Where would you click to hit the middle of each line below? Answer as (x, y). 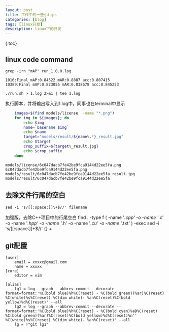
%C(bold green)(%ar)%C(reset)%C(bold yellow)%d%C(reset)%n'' (71, 316)
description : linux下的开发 (33, 29)
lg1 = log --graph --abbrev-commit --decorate (64, 289)
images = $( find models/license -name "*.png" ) (64, 113)
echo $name (35, 132)
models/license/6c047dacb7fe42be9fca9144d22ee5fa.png (63, 165)
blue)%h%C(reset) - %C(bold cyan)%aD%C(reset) (108, 311)
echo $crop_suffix (43, 151)
